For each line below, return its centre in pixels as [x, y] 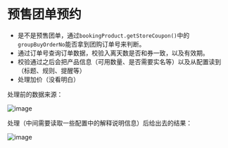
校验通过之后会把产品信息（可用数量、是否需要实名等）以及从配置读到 [119, 61]
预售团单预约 [45, 14]
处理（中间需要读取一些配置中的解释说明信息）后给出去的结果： [100, 123]
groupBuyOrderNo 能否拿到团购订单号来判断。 [81, 44]
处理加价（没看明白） [48, 79]
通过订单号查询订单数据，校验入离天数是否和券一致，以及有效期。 [113, 53]
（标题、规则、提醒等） [51, 70]
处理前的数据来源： [35, 94]
